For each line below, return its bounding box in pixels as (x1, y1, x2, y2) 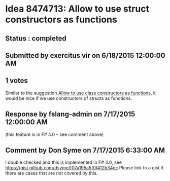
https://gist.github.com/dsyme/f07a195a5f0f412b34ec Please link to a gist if (5, 165, 164, 171)
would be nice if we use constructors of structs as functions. (5, 95, 132, 101)
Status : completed (5, 34, 67, 43)
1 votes (5, 77, 28, 85)
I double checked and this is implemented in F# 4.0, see (5, 159, 122, 165)
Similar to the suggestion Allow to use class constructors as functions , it (5, 90, 156, 96)
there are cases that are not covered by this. (5, 170, 98, 176)
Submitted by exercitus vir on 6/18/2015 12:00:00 (5, 51, 165, 60)
